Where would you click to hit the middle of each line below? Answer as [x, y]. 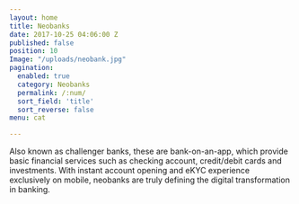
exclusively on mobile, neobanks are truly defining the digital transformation [149, 180]
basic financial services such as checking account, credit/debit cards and [145, 161]
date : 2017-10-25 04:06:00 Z [64, 34]
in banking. [30, 190]
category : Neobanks [54, 84]
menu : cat [28, 118]
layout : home [34, 18]
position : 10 [34, 51]
